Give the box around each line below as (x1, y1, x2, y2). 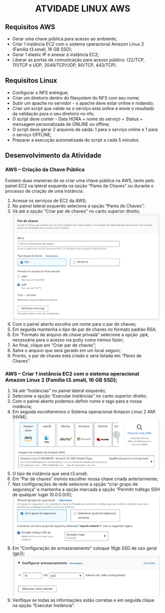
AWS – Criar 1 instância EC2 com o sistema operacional (5, 370, 139, 377)
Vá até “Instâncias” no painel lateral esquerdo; (12, 387, 106, 394)
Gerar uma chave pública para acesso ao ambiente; (12, 36, 117, 42)
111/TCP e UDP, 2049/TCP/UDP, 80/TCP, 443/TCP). (12, 62, 117, 68)
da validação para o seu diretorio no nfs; (12, 110, 95, 116)
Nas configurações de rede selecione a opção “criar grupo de (12, 481, 138, 487)
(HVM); (12, 414, 27, 420)
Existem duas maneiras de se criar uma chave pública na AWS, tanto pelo (5, 177, 154, 183)
